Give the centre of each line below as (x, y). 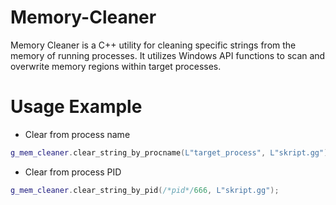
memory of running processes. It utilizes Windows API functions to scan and (168, 55)
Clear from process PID (73, 172)
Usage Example (76, 107)
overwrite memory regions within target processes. (116, 66)
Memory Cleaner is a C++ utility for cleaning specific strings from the (153, 45)
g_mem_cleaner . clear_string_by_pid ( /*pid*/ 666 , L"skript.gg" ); (145, 190)
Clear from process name (77, 134)
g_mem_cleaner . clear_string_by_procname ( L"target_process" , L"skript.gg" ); (171, 152)
